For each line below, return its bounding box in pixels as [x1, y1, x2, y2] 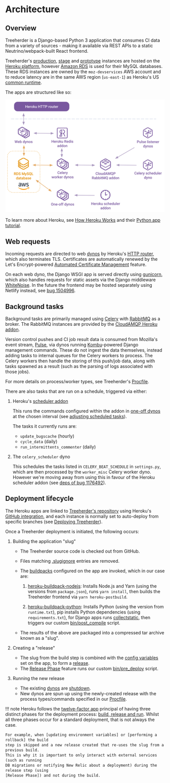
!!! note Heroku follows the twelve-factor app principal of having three [5, 705, 151, 711]
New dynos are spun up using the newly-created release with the [20, 690, 157, 696]
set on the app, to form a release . [20, 660, 90, 666]
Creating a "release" [12, 644, 55, 651]
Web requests [5, 237, 51, 246]
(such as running [5, 758, 42, 763]
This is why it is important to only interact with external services [5, 753, 157, 758]
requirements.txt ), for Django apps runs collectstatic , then [27, 614, 151, 620]
